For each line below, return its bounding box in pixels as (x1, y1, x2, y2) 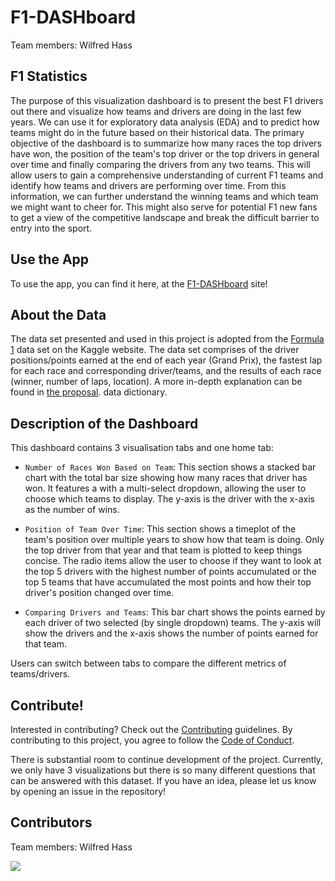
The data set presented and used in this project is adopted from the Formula (10, 333, 325, 345)
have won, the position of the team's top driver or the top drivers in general (10, 147, 320, 160)
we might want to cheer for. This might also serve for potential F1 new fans (10, 201, 318, 213)
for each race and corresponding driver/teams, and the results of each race (10, 365, 322, 377)
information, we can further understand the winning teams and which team (10, 190, 319, 202)
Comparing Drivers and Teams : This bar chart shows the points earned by (24, 606, 326, 618)
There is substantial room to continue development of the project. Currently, (10, 754, 324, 765)
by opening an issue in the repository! (10, 786, 167, 797)
